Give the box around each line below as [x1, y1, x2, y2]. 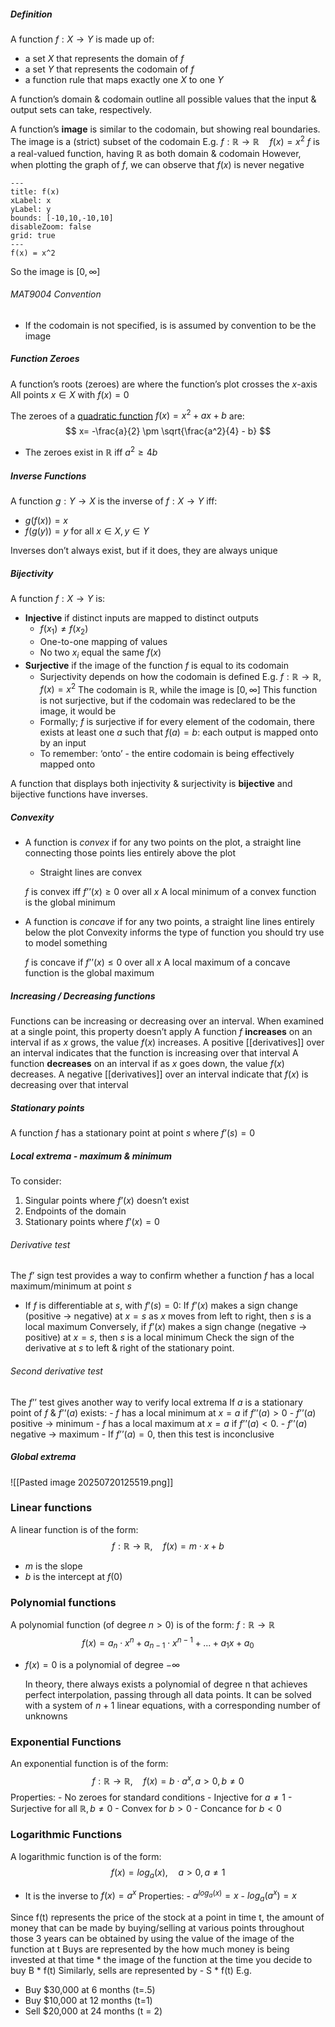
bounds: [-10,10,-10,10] [10, 213, 114, 223]
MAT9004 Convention [10, 288, 102, 300]
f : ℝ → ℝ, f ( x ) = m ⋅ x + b [111, 1540, 225, 1552]
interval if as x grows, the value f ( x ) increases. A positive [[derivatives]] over [10, 1036, 325, 1049]
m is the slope [24, 1560, 83, 1572]
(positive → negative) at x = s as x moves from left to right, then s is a [24, 1310, 312, 1322]
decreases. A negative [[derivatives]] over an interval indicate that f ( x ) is [10, 1068, 309, 1080]
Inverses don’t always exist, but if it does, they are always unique [10, 545, 278, 557]
